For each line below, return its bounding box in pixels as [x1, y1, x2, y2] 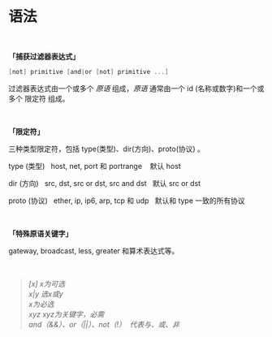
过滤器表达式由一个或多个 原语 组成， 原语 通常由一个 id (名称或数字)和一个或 [8, 83, 265, 93]
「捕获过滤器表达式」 [8, 51, 80, 61]
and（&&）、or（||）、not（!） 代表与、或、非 [28, 319, 180, 329]
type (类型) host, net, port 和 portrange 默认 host [8, 161, 181, 171]
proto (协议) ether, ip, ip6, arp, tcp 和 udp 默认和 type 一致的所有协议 [8, 196, 245, 205]
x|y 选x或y [28, 289, 63, 299]
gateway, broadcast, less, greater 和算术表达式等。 [8, 245, 179, 256]
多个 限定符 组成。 [8, 93, 70, 103]
